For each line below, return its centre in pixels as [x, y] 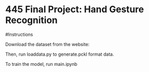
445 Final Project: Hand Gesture [75, 9]
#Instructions [19, 34]
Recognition [31, 20]
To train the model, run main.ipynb [41, 64]
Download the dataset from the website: [47, 44]
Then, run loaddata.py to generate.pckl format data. [60, 54]
